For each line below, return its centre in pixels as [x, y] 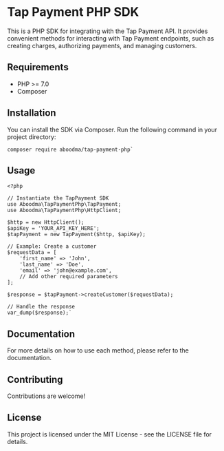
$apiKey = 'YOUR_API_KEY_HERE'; [53, 229]
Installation [32, 113]
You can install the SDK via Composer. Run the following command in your [112, 129]
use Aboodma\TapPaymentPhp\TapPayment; [64, 204]
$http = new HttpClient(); [46, 222]
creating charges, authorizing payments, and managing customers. [102, 45]
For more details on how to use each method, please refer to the [98, 350]
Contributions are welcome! [46, 396]
